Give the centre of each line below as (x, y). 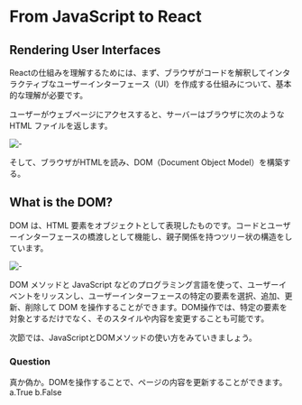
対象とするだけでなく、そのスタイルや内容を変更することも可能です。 (139, 318)
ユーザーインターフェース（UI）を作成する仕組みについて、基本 (174, 84)
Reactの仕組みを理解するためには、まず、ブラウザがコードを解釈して (138, 73)
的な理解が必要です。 (49, 95)
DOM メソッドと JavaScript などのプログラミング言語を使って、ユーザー (144, 284)
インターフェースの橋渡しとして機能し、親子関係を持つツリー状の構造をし (155, 236)
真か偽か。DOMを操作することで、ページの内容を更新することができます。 (148, 382)
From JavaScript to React (106, 17)
